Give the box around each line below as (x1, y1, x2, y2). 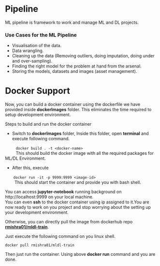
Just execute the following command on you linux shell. (5, 233, 116, 239)
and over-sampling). (12, 58, 53, 64)
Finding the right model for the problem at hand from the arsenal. (12, 63, 142, 69)
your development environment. (5, 210, 69, 216)
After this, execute (12, 165, 49, 171)
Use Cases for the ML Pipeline (5, 32, 77, 38)
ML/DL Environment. (5, 155, 46, 161)
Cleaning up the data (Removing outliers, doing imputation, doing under (12, 53, 155, 59)
